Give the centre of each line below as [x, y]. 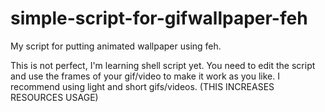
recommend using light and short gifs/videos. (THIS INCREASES [142, 86]
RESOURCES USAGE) [54, 97]
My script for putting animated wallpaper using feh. [116, 46]
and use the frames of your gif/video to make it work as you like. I [145, 76]
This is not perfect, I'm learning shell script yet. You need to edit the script [163, 65]
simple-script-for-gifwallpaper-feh [159, 18]
